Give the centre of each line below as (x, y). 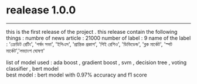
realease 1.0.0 (41, 10)
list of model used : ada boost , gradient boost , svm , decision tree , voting (96, 62)
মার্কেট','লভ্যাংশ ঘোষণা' (26, 51)
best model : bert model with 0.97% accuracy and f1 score (77, 75)
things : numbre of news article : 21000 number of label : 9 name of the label (98, 38)
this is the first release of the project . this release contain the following (92, 32)
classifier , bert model (32, 68)
